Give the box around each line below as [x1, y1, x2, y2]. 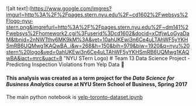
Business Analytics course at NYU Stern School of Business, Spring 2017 [6, 80, 188, 87]
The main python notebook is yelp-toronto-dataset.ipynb [6, 94, 143, 101]
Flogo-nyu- [6, 18, 33, 24]
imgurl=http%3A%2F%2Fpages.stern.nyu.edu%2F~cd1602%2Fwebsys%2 [6, 11, 188, 18]
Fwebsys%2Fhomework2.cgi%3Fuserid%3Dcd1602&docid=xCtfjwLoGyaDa [6, 30, 190, 37]
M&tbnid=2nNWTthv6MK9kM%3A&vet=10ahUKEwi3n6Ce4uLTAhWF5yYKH [6, 36, 188, 43]
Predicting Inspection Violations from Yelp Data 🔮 [6, 61, 125, 68]
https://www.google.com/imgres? [31, 5, 112, 12]
